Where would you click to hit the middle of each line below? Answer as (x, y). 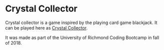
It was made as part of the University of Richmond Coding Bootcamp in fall (82, 37)
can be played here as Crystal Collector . (46, 27)
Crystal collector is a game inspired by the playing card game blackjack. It (81, 22)
